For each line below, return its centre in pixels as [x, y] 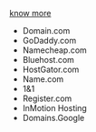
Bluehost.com [48, 60]
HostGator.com [51, 69]
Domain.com [46, 30]
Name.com [43, 79]
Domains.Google [53, 118]
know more [30, 13]
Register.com [47, 98]
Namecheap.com [55, 50]
